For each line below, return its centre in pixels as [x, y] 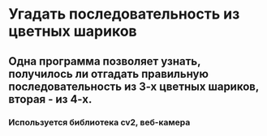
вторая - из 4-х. [50, 99]
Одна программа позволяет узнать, [105, 61]
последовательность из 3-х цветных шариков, [134, 86]
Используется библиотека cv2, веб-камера [99, 122]
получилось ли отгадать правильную [109, 74]
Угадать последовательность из [124, 14]
